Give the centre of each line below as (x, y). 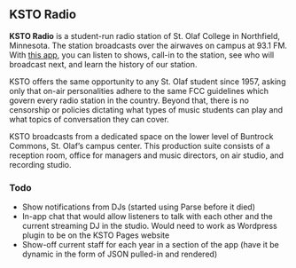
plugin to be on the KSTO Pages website (96, 235)
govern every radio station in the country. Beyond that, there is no (129, 100)
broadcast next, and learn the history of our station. (103, 64)
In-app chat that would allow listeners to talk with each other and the (147, 217)
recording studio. (41, 164)
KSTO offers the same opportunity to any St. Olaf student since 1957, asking (148, 81)
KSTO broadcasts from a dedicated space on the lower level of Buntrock (141, 136)
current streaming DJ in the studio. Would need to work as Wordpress (149, 226)
